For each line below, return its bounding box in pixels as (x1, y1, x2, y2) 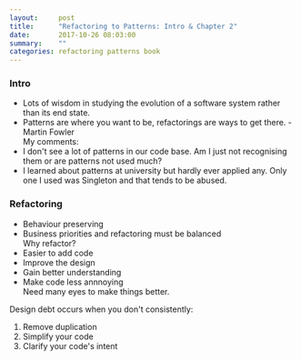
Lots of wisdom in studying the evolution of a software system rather (22, 97, 281, 109)
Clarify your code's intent (22, 340, 118, 351)
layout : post (9, 13, 75, 23)
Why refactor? (22, 237, 76, 248)
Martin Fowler (22, 126, 75, 137)
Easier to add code (22, 247, 94, 258)
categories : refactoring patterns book (9, 47, 161, 56)
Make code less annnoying (22, 276, 125, 287)
